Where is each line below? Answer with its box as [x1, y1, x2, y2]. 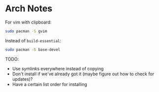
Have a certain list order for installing [12, 81, 88, 87]
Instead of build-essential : [5, 37, 62, 43]
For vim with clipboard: [5, 19, 52, 25]
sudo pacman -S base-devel [5, 47, 61, 52]
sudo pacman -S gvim [5, 29, 48, 33]
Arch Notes [5, 3, 53, 14]
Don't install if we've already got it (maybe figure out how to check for [12, 71, 154, 77]
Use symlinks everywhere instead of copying [12, 65, 104, 71]
